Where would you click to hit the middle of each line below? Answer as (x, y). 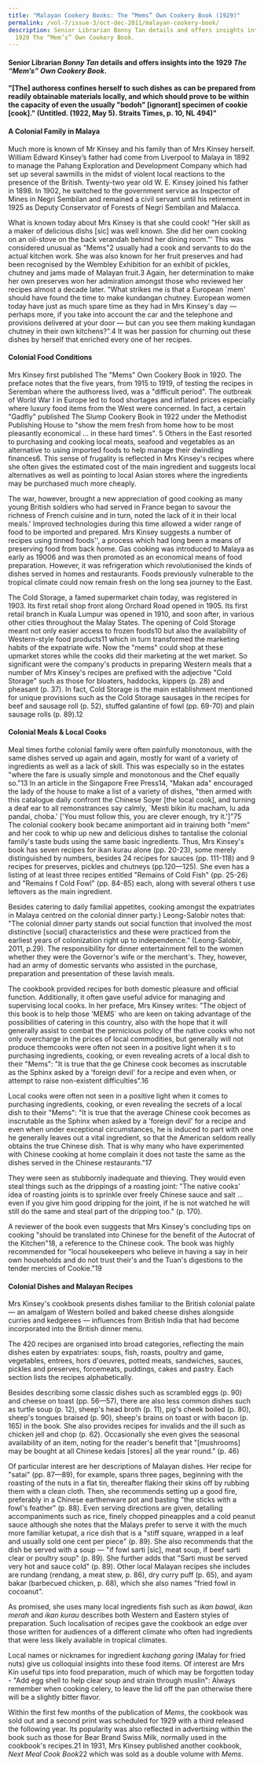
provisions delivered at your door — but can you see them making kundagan (132, 322)
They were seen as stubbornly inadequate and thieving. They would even (127, 1178)
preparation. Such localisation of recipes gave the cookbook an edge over (128, 1624)
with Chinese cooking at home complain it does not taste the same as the (127, 1154)
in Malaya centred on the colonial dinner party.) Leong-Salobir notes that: (127, 916)
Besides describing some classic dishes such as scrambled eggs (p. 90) (125, 1393)
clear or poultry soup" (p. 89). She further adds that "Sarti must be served (128, 1558)
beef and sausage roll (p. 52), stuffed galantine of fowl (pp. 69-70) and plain (132, 706)
